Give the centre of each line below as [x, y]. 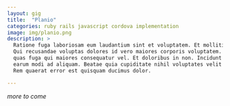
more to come [27, 96]
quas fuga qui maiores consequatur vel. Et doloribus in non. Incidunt [118, 58]
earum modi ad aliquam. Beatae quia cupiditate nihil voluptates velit [118, 64]
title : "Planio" [32, 20]
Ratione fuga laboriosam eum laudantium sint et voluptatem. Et [107, 45]
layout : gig [24, 13]
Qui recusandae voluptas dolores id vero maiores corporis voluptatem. [118, 52]
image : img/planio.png [39, 32]
